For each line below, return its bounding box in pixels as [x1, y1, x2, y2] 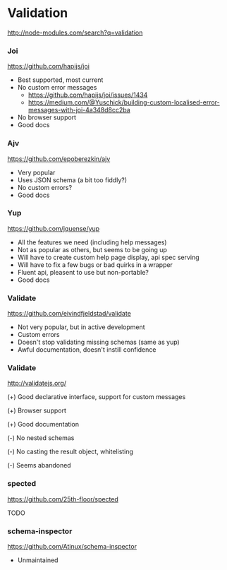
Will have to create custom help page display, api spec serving [17, 253, 200, 261]
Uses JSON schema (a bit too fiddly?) [17, 175, 128, 184]
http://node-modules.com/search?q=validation [7, 28, 143, 37]
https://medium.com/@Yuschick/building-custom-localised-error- [27, 98, 220, 107]
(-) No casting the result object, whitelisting [7, 447, 134, 456]
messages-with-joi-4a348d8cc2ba [27, 106, 130, 114]
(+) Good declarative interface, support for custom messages [7, 393, 186, 401]
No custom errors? [17, 183, 73, 191]
